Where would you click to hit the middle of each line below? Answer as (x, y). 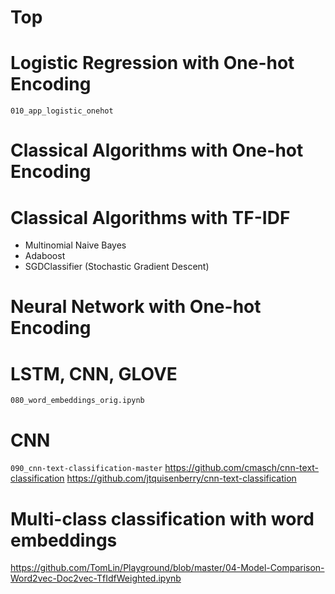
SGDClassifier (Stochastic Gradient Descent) (117, 267)
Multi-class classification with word (162, 518)
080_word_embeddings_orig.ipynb (77, 401)
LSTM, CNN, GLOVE (94, 373)
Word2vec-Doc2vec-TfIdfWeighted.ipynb (96, 578)
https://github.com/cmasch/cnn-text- (242, 468)
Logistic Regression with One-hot (152, 63)
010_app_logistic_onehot (62, 111)
